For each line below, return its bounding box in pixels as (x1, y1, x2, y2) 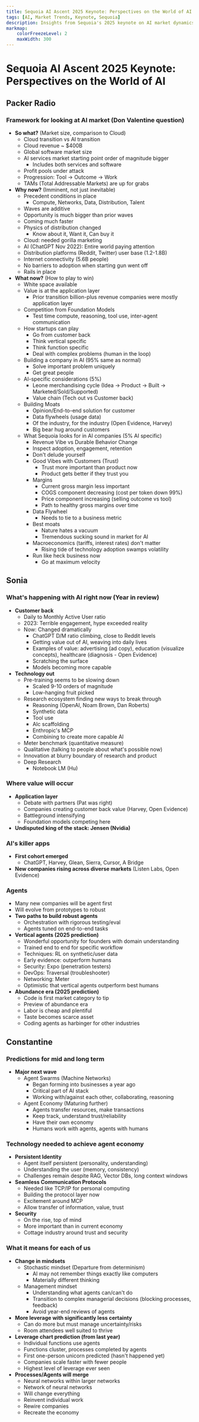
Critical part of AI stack (32, 1087, 89, 1094)
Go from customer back (32, 331, 91, 338)
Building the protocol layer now (23, 1191, 99, 1198)
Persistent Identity (14, 1153, 62, 1161)
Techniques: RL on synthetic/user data (23, 951, 118, 958)
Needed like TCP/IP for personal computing (23, 1185, 130, 1192)
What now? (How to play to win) (14, 274, 94, 281)
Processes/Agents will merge (14, 1371, 89, 1378)
